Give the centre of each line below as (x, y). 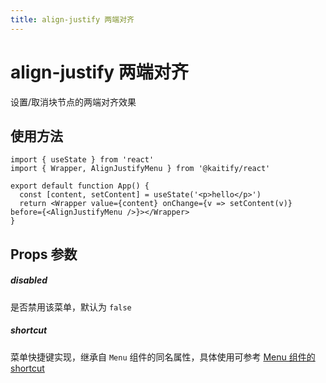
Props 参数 (44, 254)
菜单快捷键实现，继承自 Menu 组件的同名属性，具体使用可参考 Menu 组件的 (163, 357)
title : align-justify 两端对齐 (72, 19)
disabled (29, 280)
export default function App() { (80, 186)
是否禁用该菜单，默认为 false (71, 307)
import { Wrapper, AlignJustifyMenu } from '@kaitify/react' (140, 169)
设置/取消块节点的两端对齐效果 (73, 102)
